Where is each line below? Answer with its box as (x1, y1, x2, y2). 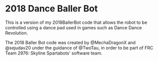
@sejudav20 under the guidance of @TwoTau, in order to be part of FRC (5, 45, 154, 51)
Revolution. (5, 30, 28, 36)
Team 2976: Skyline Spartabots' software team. (5, 50, 103, 56)
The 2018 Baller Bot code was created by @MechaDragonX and (5, 39, 136, 45)
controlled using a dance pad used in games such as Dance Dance (5, 24, 142, 30)
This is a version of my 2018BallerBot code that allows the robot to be (5, 19, 148, 25)
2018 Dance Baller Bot (5, 3, 98, 14)
